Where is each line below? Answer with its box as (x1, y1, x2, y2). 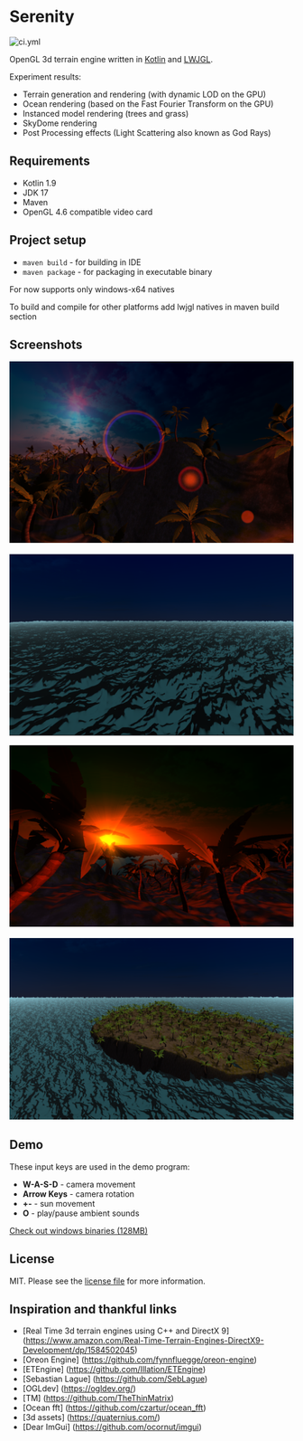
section (9, 310, 38, 322)
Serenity (9, 6, 75, 27)
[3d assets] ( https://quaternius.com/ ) (22, 1412, 161, 1423)
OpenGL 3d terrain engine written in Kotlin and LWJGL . (9, 53, 214, 64)
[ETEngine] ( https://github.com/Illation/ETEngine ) (22, 1364, 206, 1375)
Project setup (9, 232, 87, 248)
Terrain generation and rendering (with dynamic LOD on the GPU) (22, 89, 267, 100)
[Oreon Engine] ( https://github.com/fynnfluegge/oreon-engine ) (22, 1354, 257, 1365)
